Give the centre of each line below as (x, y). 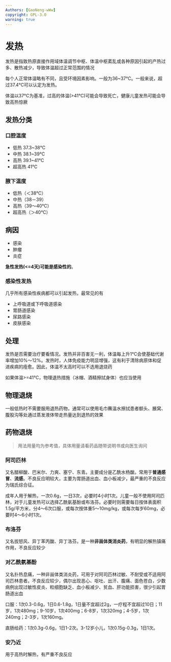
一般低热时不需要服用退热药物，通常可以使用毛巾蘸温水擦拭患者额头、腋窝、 (85, 409)
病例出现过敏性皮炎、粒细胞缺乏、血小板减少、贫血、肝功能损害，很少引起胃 (85, 587)
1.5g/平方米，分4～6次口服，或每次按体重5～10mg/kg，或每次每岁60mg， (83, 509)
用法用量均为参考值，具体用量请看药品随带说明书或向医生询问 (82, 445)
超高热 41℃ (25, 167)
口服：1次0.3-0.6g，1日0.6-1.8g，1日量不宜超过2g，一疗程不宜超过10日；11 (84, 604)
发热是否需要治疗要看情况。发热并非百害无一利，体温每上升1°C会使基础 (80, 354)
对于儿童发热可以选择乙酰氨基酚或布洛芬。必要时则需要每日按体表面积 (88, 502)
